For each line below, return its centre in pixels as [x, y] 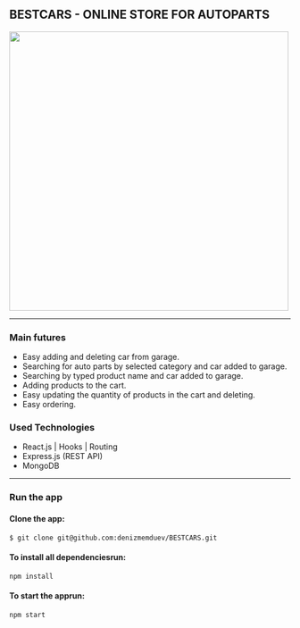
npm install [31, 576]
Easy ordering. [49, 405]
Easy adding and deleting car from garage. [101, 357]
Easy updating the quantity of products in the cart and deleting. [139, 395]
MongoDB [41, 466]
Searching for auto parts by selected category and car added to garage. [154, 366]
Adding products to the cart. [74, 385]
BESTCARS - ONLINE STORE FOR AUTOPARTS [140, 15]
